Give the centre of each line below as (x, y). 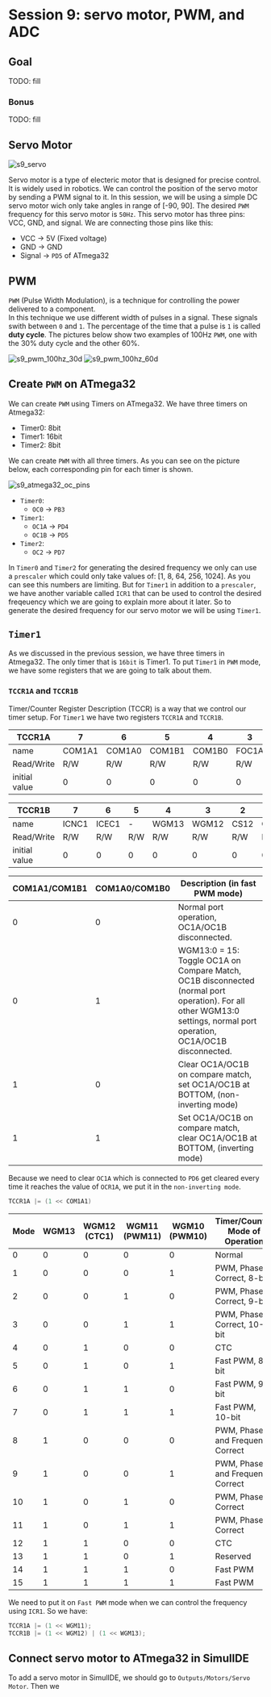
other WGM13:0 (209, 1011)
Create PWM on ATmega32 (72, 384)
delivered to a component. (52, 309)
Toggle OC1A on (210, 960)
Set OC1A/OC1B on (216, 1117)
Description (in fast (218, 883)
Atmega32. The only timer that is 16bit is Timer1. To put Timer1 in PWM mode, (135, 661)
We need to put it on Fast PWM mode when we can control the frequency (128, 1602)
